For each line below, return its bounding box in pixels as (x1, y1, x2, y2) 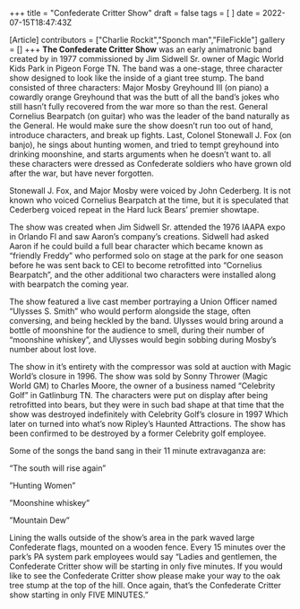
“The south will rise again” (9, 463, 107, 474)
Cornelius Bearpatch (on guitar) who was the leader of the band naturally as (9, 111, 290, 121)
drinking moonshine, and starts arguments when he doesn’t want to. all (9, 149, 271, 160)
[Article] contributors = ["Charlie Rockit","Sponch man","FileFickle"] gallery (9, 35, 286, 45)
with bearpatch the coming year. (9, 279, 130, 290)
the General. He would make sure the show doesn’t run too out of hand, (9, 120, 273, 131)
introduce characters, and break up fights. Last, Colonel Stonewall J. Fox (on (9, 130, 292, 140)
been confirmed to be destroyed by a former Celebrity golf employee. (9, 428, 267, 439)
